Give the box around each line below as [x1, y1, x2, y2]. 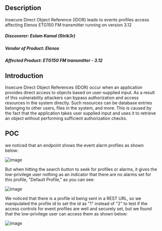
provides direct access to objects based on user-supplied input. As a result [5, 89, 155, 95]
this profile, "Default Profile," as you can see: [5, 177, 95, 182]
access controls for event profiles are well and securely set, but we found [5, 206, 152, 212]
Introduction [5, 71, 44, 80]
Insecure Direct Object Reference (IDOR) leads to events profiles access [5, 16, 149, 22]
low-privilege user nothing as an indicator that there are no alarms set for [5, 171, 151, 177]
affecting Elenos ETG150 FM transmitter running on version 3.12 [5, 22, 132, 28]
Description [5, 4, 41, 12]
